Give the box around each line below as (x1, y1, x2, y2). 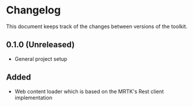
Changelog (6, 4, 61, 17)
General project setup (14, 55, 67, 62)
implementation (14, 94, 53, 101)
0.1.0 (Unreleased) (6, 40, 75, 50)
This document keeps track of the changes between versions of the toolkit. (6, 23, 188, 30)
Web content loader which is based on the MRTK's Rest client (14, 88, 164, 95)
